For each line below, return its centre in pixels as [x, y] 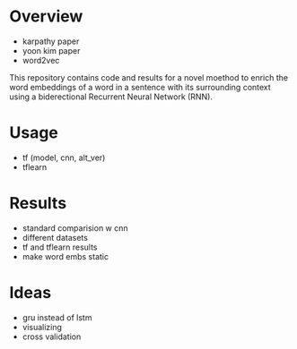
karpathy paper [51, 41]
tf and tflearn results [60, 247]
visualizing [42, 327]
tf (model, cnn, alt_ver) [64, 157]
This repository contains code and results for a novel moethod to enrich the [149, 77]
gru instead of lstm [57, 317]
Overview [46, 17]
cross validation [52, 336]
